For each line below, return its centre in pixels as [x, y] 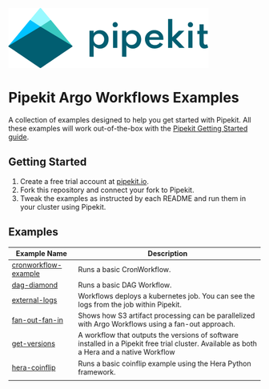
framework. [97, 371]
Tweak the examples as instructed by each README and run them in [133, 198]
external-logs [34, 300]
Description [168, 254]
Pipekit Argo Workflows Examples [124, 98]
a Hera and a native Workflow [126, 352]
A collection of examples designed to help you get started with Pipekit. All [130, 119]
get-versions [34, 343]
